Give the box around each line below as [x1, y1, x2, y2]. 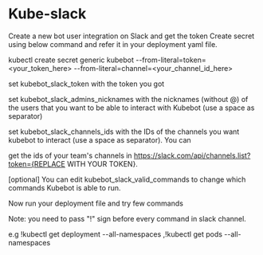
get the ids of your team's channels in [8, 151, 133, 160]
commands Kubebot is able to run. [8, 182, 121, 192]
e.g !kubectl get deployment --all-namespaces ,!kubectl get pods [8, 229, 223, 239]
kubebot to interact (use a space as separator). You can [8, 135, 191, 144]
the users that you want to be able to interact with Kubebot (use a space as [8, 103, 255, 112]
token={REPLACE [8, 159, 65, 168]
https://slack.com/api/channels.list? [134, 151, 251, 160]
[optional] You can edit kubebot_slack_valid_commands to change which [8, 175, 246, 184]
